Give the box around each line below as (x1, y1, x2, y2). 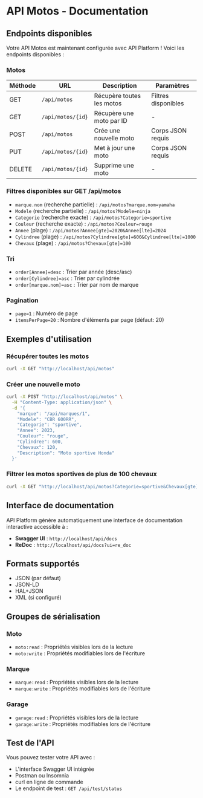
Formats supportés (6, 558, 80, 569)
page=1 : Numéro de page (14, 310, 79, 317)
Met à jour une (94, 144, 135, 152)
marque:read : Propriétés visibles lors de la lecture (14, 679, 139, 686)
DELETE (9, 165, 32, 174)
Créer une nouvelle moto (6, 380, 80, 388)
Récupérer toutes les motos (6, 352, 89, 361)
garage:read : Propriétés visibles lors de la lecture (14, 714, 139, 721)
